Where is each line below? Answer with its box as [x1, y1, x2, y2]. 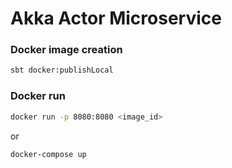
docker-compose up [10, 149, 87, 159]
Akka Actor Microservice [10, 7, 222, 30]
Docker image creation [10, 43, 123, 57]
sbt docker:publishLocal [10, 65, 114, 76]
